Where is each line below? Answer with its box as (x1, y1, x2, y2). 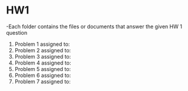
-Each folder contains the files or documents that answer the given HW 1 (6, 23, 183, 30)
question (6, 29, 28, 36)
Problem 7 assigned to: (14, 77, 71, 85)
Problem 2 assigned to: (14, 46, 71, 53)
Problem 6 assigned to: (14, 72, 71, 79)
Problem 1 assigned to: (14, 41, 70, 48)
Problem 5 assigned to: (14, 65, 71, 72)
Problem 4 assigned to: (14, 59, 71, 66)
